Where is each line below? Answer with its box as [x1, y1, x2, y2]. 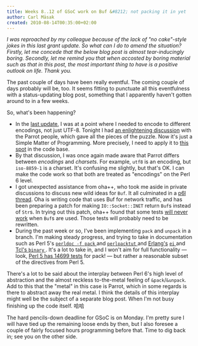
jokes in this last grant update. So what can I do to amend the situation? [6, 42, 182, 49]
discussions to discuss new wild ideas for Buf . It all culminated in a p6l [15, 190, 186, 197]
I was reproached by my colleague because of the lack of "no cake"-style [6, 36, 187, 43]
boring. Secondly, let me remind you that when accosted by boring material [6, 54, 190, 62]
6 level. [15, 177, 33, 184]
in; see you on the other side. [6, 333, 78, 340]
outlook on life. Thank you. [6, 67, 72, 75]
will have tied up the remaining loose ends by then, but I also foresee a [6, 321, 179, 328]
